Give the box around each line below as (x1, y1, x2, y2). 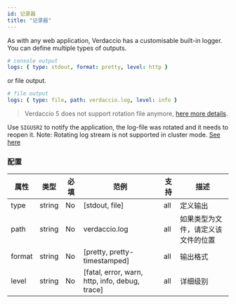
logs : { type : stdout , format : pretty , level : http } (7, 64, 169, 71)
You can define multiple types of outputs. (7, 44, 127, 52)
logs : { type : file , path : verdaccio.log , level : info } (7, 96, 178, 104)
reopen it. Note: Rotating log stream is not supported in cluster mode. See (7, 131, 221, 139)
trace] (83, 285, 104, 295)
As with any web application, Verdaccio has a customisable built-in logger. (7, 36, 223, 44)
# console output (7, 57, 58, 64)
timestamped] (83, 256, 130, 266)
